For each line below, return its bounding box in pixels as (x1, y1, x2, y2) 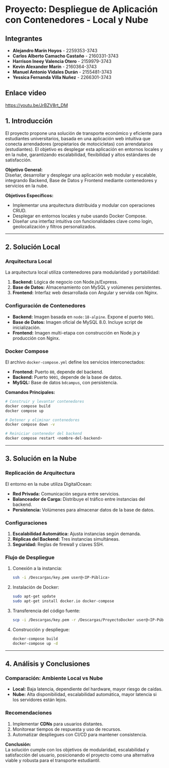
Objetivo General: (5, 166, 43, 173)
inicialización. (12, 324, 41, 330)
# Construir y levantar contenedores (5, 399, 84, 404)
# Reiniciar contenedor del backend (5, 431, 82, 436)
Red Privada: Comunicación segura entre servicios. (12, 490, 120, 496)
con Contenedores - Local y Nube (5, 14, 148, 26)
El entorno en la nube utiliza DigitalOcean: (5, 481, 92, 487)
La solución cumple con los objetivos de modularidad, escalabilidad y (5, 746, 149, 752)
